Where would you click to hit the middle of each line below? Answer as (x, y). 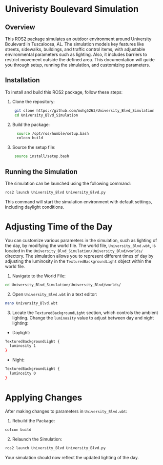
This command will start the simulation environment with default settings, (79, 201)
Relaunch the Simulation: (37, 439)
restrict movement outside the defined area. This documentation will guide (80, 60)
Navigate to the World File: (39, 276)
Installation (22, 80)
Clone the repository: (33, 101)
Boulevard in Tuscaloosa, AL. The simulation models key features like (74, 44)
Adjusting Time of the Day (59, 227)
